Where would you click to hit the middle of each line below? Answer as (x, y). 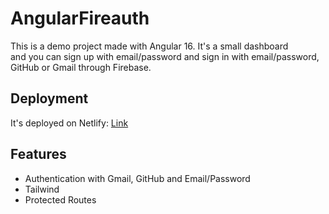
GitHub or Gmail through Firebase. (81, 67)
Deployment (49, 98)
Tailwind (42, 189)
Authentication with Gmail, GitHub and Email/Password (137, 178)
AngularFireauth (80, 18)
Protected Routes (60, 199)
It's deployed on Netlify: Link (69, 123)
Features (38, 154)
